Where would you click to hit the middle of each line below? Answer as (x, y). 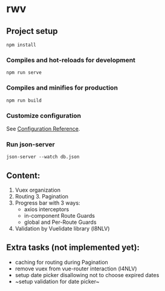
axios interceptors (47, 209)
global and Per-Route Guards (60, 222)
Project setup (32, 31)
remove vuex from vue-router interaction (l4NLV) (76, 269)
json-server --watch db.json (43, 157)
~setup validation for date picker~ (57, 281)
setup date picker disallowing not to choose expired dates (87, 275)
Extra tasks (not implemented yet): (73, 248)
